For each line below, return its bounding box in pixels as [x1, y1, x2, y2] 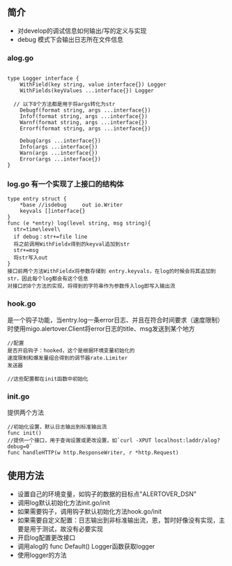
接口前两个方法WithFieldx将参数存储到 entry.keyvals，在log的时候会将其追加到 [7, 268, 216, 275]
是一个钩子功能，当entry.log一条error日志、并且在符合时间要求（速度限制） [7, 315, 224, 324]
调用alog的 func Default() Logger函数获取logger [17, 542, 155, 550]
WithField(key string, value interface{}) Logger [20, 81, 167, 89]
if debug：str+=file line [13, 233, 88, 241]
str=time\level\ [13, 226, 61, 233]
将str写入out [13, 254, 48, 262]
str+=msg [13, 247, 39, 254]
